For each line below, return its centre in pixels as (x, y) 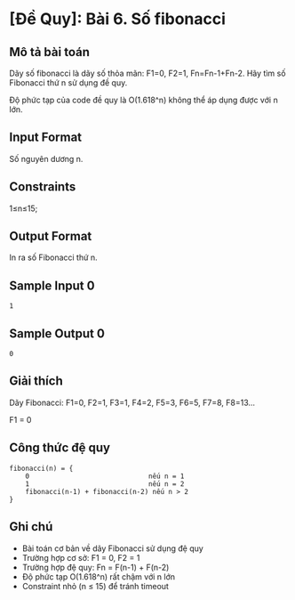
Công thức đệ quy (60, 448)
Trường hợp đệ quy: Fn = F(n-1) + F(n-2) (96, 567)
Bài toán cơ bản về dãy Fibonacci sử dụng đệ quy (113, 548)
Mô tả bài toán (50, 52)
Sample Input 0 (52, 285)
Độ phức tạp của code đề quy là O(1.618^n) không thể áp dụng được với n (144, 100)
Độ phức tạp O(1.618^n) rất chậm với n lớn (99, 576)
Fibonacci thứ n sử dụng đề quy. (68, 83)
